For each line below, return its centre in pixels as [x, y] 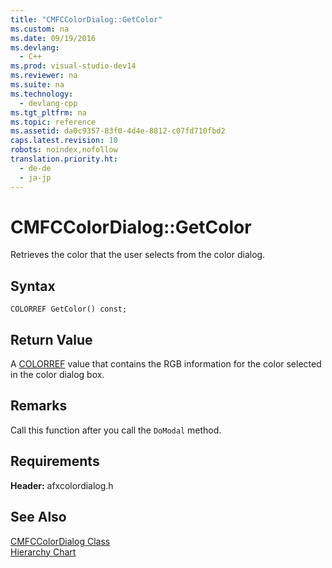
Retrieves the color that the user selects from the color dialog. [138, 255]
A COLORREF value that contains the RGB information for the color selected [166, 364]
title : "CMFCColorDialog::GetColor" [86, 19]
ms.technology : [42, 94]
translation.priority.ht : [64, 159]
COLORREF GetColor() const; [69, 309]
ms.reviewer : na [44, 76]
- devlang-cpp [48, 103]
